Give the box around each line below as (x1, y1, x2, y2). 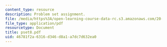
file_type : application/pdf (5, 21, 64, 26)
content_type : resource (5, 7, 55, 12)
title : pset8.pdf (5, 30, 41, 35)
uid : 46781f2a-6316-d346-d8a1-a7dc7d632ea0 (5, 35, 97, 40)
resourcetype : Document (5, 25, 55, 30)
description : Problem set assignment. (5, 12, 85, 17)
